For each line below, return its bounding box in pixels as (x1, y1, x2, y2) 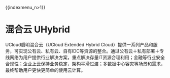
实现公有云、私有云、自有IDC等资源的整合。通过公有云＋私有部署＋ (18, 48, 160, 54)
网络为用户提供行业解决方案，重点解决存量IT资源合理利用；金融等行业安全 (9, 54, 165, 60)
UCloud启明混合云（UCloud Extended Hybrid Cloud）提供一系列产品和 (5, 41, 154, 47)
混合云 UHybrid (5, 24, 70, 35)
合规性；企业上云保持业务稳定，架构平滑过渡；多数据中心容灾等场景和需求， (5, 61, 165, 67)
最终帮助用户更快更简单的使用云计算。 (5, 67, 85, 73)
